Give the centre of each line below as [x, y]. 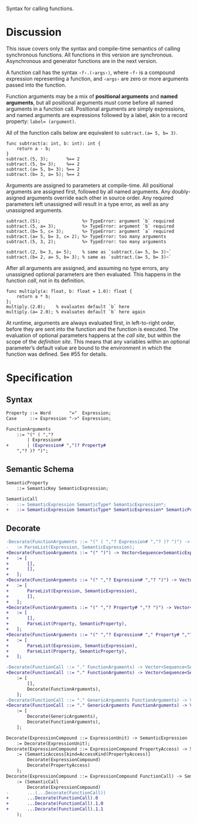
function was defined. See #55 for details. [57, 354]
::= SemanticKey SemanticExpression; [63, 488]
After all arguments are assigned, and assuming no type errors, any [87, 268]
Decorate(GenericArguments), [63, 717]
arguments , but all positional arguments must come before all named [90, 102]
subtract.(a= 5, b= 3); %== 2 [43, 169]
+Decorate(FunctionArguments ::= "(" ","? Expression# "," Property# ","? [99, 635]
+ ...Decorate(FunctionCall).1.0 [55, 804]
